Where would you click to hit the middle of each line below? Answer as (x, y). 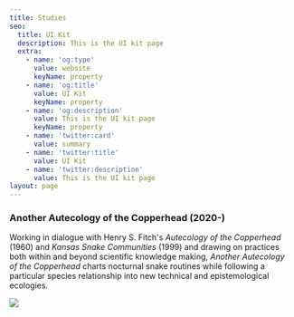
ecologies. (28, 285)
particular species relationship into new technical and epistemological (139, 276)
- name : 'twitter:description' (85, 169)
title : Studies (38, 18)
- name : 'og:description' (75, 110)
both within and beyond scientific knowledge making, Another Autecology (147, 257)
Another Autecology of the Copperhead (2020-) (118, 218)
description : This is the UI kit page (91, 43)
